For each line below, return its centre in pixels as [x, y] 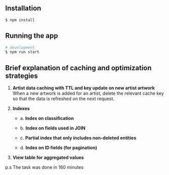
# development [20, 48]
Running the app [32, 36]
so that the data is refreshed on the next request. [63, 99]
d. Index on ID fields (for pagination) [59, 148]
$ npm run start [22, 52]
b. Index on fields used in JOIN [53, 128]
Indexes [21, 109]
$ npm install [20, 20]
